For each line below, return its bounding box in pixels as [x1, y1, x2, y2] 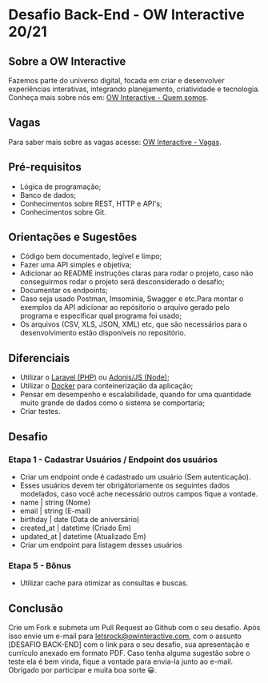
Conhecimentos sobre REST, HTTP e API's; [19, 199, 162, 208]
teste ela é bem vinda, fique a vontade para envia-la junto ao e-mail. [8, 657, 234, 666]
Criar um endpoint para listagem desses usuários [19, 540, 182, 549]
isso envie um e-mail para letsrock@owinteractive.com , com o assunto [8, 631, 242, 641]
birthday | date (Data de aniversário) [19, 514, 140, 524]
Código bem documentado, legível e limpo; [19, 251, 162, 261]
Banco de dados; [19, 190, 77, 199]
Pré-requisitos [8, 160, 82, 174]
